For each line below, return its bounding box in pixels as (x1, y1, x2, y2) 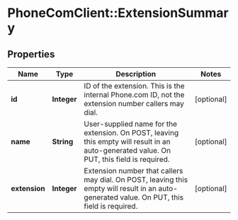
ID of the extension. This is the (84, 81, 185, 91)
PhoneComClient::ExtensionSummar (7, 5, 229, 21)
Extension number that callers (84, 166, 183, 175)
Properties (7, 48, 55, 60)
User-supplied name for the (84, 119, 178, 129)
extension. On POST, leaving (84, 128, 179, 137)
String (52, 137, 74, 146)
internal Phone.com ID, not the (84, 90, 185, 100)
